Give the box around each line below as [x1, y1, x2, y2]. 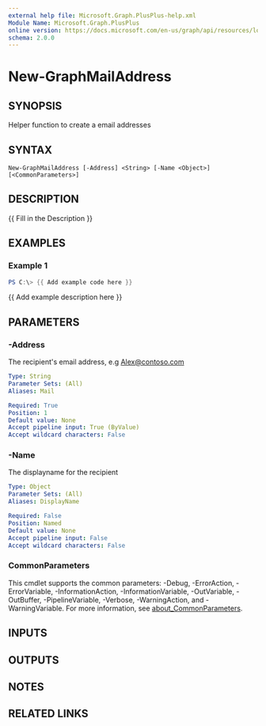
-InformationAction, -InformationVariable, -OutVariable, [55, 587, 235, 596]
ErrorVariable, [8, 587, 54, 596]
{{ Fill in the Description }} [8, 213, 93, 222]
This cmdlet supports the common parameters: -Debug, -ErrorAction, [8, 578, 235, 587]
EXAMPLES [8, 237, 66, 250]
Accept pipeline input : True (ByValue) [8, 424, 140, 431]
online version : [8, 26, 62, 34]
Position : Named [8, 519, 62, 527]
